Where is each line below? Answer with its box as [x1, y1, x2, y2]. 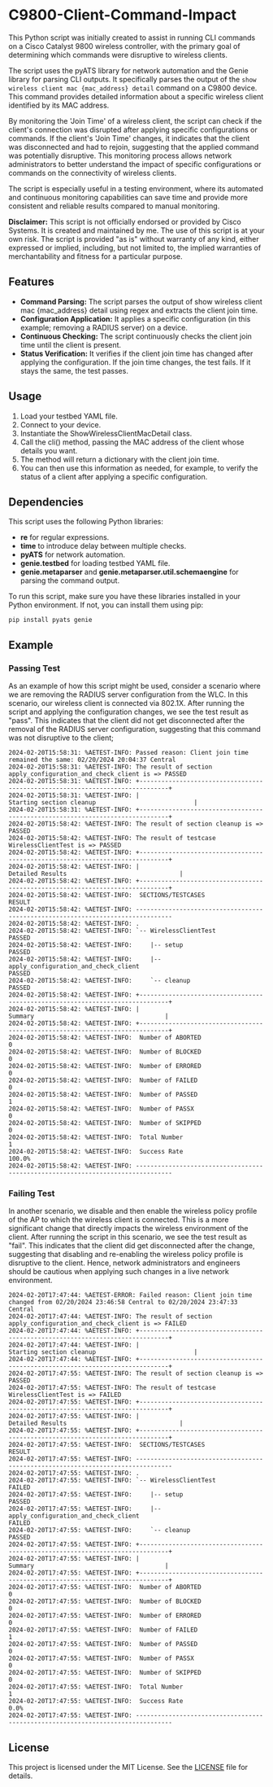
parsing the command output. [19, 576, 120, 585]
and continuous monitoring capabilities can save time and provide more [8, 192, 248, 202]
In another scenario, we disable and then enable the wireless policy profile [8, 1207, 258, 1216]
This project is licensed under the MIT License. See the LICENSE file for [8, 1763, 249, 1772]
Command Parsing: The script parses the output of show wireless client [19, 296, 262, 306]
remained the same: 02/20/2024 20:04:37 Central [8, 756, 176, 764]
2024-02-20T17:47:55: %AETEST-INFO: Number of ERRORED [8, 1612, 201, 1620]
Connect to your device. [19, 419, 102, 429]
